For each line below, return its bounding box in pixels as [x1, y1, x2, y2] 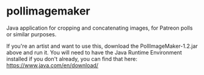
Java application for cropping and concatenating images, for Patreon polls [6, 24, 193, 31]
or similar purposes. [6, 30, 57, 37]
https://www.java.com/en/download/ [6, 62, 99, 69]
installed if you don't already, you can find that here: [6, 55, 137, 62]
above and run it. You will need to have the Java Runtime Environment [6, 48, 182, 56]
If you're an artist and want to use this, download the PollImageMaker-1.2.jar [6, 42, 199, 50]
